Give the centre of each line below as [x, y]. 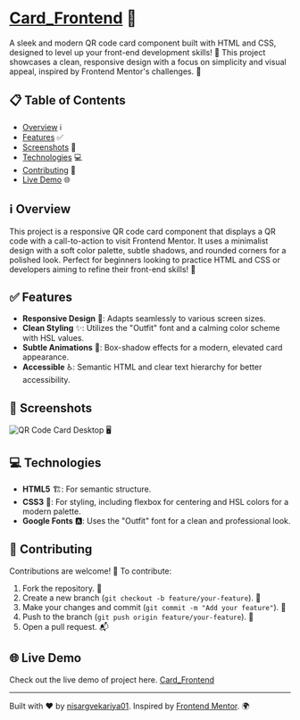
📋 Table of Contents [68, 100]
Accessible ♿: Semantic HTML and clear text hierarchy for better [142, 367]
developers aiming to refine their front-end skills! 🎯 [103, 269]
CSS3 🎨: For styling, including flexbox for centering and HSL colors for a [155, 502]
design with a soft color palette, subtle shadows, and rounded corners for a [148, 250]
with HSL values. [53, 338]
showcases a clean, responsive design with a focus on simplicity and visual [148, 62]
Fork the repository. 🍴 [62, 588]
